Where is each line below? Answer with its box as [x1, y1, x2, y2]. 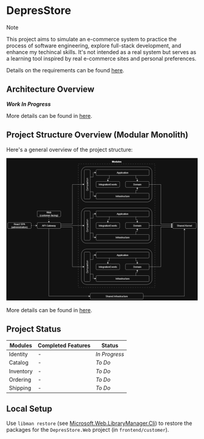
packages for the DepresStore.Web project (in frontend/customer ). [6, 426, 169, 434]
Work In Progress [6, 100, 51, 107]
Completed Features [38, 341, 91, 349]
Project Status [6, 324, 62, 334]
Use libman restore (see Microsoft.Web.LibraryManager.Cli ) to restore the [6, 420, 192, 427]
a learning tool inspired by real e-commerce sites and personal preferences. [6, 55, 197, 62]
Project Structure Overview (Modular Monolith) [6, 130, 189, 140]
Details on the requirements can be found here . [6, 66, 124, 73]
